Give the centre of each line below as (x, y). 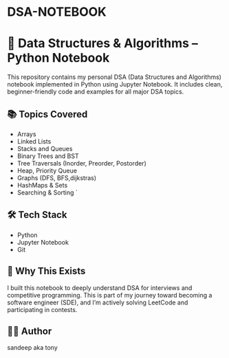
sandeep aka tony (33, 348)
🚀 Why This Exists (46, 271)
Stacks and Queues (45, 148)
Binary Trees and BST (48, 156)
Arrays (26, 134)
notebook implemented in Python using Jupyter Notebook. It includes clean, (115, 85)
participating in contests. (42, 309)
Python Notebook (58, 58)
